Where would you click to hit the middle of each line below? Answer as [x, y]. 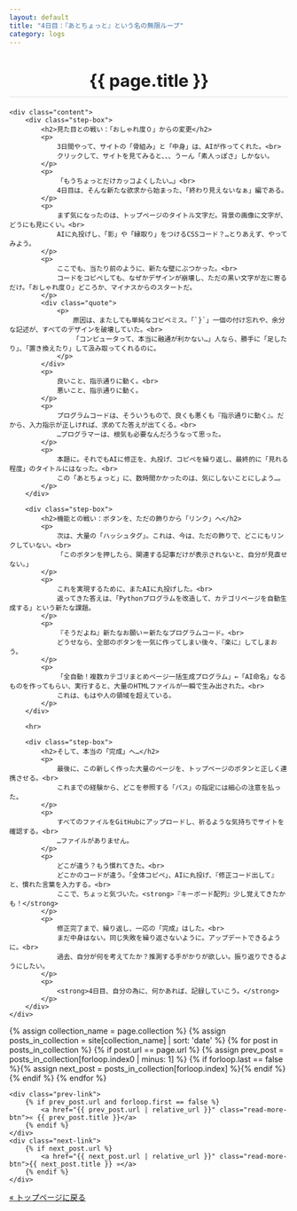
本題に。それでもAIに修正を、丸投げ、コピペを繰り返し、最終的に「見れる [172, 460]
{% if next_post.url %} [69, 1149]
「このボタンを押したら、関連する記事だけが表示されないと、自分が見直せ [172, 555]
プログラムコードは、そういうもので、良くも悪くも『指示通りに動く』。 [167, 416]
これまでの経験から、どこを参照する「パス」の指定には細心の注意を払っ [168, 788]
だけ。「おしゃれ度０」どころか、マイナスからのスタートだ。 [103, 288]
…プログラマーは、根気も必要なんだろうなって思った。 [141, 435]
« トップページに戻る [47, 1198]
